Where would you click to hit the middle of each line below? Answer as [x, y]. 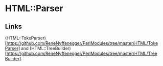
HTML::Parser [34, 8]
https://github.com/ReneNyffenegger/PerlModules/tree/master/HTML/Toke [82, 43]
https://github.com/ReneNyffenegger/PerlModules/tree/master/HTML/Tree [82, 53]
